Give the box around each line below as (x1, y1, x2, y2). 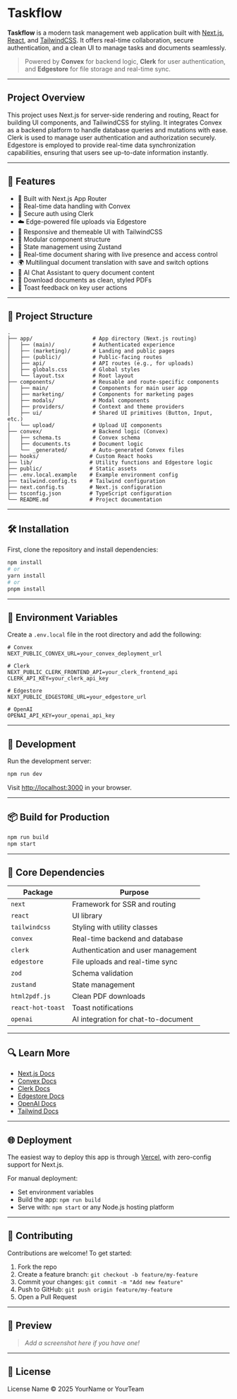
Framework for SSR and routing (71, 899, 176, 909)
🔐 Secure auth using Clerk (17, 209, 94, 217)
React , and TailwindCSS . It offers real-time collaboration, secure (7, 35, 194, 44)
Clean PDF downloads (71, 991, 146, 1001)
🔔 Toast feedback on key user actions (17, 283, 128, 292)
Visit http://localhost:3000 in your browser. (7, 784, 132, 792)
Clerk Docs (17, 1085, 51, 1093)
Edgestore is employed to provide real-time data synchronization (7, 140, 196, 149)
